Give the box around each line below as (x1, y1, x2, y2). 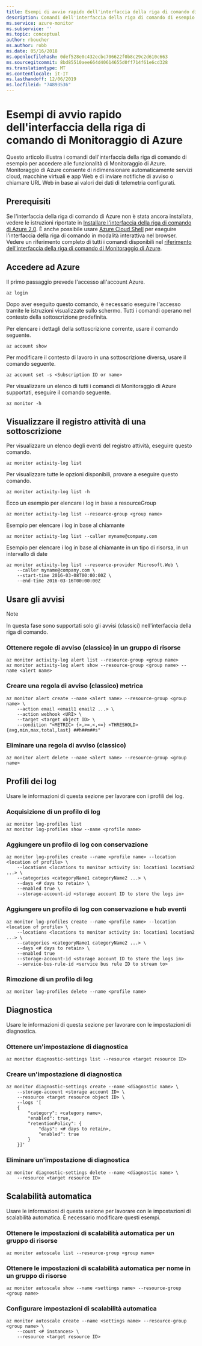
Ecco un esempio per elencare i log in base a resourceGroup (6, 499, 156, 507)
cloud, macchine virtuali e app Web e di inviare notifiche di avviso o (6, 173, 173, 180)
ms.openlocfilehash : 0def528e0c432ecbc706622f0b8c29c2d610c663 (6, 54, 168, 60)
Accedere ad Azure (6, 262, 80, 272)
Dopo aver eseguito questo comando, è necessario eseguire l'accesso (6, 300, 182, 308)
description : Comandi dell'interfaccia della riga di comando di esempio (6, 14, 195, 21)
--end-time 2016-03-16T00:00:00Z (17, 578, 101, 584)
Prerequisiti (6, 197, 51, 207)
